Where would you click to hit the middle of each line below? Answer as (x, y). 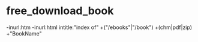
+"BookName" (24, 33)
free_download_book (60, 11)
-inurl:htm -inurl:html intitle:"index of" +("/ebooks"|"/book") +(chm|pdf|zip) (99, 27)
